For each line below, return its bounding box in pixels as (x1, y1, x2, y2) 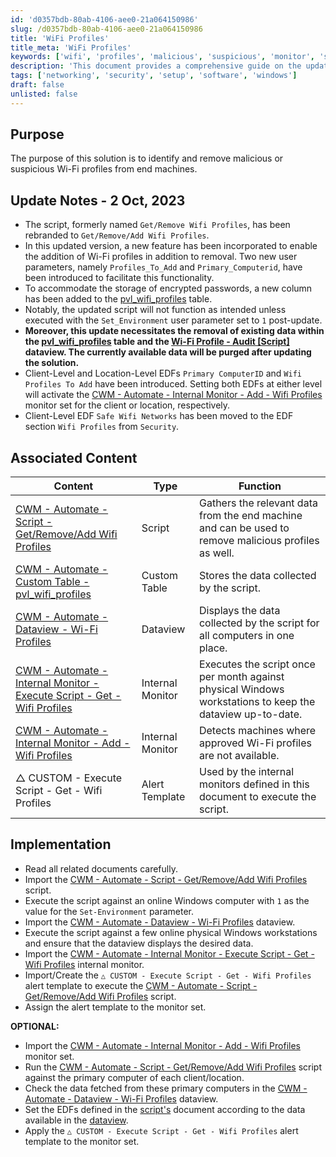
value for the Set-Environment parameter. (24, 905, 195, 917)
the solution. (24, 357, 80, 369)
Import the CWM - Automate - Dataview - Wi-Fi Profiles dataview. (24, 916, 296, 928)
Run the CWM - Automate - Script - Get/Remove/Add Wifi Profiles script (24, 1061, 322, 1073)
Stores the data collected (198, 569, 317, 583)
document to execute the (198, 790, 317, 804)
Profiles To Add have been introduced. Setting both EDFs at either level (24, 378, 323, 390)
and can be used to (198, 521, 290, 535)
